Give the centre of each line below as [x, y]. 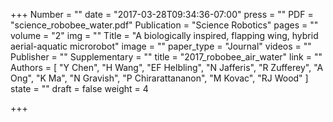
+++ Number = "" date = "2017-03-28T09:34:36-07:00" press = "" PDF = [162, 14]
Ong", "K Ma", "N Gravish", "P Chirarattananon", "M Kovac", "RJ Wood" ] [159, 78]
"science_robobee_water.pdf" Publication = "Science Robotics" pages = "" [164, 25]
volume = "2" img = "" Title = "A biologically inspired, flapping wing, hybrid [164, 35]
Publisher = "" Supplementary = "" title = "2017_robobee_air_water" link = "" [166, 57]
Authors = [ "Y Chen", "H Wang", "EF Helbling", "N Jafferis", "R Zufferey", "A [167, 67]
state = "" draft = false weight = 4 [79, 88]
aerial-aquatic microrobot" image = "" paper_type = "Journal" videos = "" [161, 46]
